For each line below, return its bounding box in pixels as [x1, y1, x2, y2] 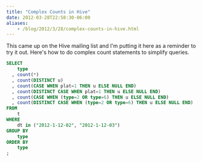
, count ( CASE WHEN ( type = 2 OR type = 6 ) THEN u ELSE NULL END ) [11, 94, 169, 100]
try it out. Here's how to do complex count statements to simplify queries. [6, 49, 189, 56]
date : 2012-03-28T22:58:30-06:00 [6, 15, 91, 21]
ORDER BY [6, 139, 28, 145]
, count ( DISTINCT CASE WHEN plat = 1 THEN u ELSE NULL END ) [11, 88, 161, 94]
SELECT [6, 60, 23, 66]
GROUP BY [6, 128, 28, 134]
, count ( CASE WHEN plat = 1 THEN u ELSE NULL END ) [11, 83, 137, 89]
